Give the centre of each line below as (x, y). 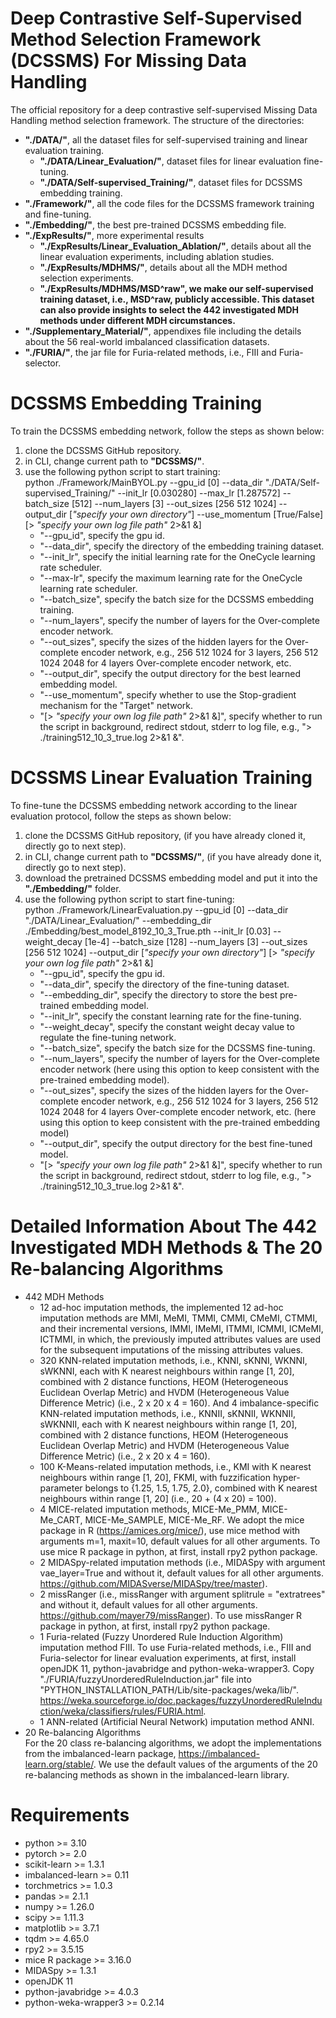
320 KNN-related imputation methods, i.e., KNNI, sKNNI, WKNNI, (173, 1360)
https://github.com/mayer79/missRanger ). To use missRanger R (171, 1615)
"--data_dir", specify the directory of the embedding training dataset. (182, 546)
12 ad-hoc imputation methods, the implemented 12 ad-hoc (161, 1307)
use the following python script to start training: (122, 471)
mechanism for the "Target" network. (116, 705)
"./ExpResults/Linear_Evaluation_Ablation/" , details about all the (175, 246)
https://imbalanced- (219, 1753)
